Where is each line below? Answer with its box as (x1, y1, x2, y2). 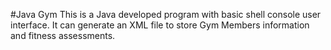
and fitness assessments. (10, 30, 116, 41)
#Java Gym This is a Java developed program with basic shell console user (10, 9, 322, 20)
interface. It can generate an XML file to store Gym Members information (10, 19, 310, 31)
